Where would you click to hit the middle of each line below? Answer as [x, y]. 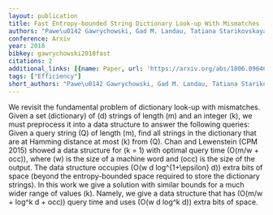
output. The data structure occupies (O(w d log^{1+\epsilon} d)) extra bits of [136, 167]
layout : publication [43, 16]
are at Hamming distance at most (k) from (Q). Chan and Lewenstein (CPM [133, 141]
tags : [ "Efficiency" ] [45, 76]
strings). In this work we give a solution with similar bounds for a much [127, 184]
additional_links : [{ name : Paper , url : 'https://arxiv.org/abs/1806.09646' [139, 69]
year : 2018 [27, 46]
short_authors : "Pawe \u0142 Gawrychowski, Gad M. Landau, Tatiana [123, 84]
